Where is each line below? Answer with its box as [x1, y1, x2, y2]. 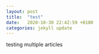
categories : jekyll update [6, 25, 72, 31]
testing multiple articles [6, 41, 63, 48]
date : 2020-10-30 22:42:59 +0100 [6, 19, 94, 25]
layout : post [6, 8, 38, 15]
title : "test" [6, 14, 44, 20]
